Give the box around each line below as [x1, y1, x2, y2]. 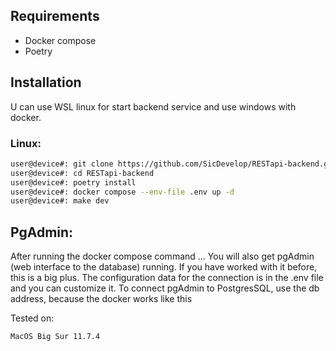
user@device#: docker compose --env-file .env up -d [10, 187, 235, 197]
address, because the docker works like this [10, 293, 193, 305]
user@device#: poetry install [10, 177, 137, 188]
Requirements [10, 8, 100, 25]
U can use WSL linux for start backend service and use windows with [10, 100, 297, 113]
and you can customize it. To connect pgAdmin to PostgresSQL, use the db [10, 282, 320, 294]
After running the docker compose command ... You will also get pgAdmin [10, 250, 315, 263]
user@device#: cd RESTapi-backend [10, 168, 155, 178]
